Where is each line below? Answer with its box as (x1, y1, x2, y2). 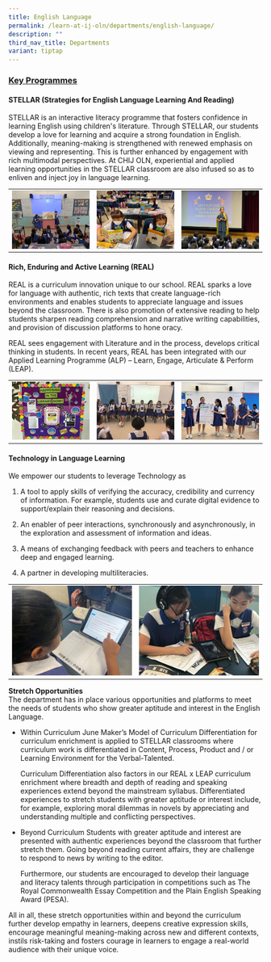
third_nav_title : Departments (8, 39, 110, 47)
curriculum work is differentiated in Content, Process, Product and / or (19, 744, 254, 754)
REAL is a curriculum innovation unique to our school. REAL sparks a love (8, 279, 252, 290)
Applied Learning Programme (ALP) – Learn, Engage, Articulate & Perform (8, 355, 254, 365)
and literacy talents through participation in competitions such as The (19, 877, 251, 887)
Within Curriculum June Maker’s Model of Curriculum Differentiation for (19, 727, 258, 737)
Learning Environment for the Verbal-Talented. (19, 753, 175, 762)
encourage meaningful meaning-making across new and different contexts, (8, 927, 260, 937)
